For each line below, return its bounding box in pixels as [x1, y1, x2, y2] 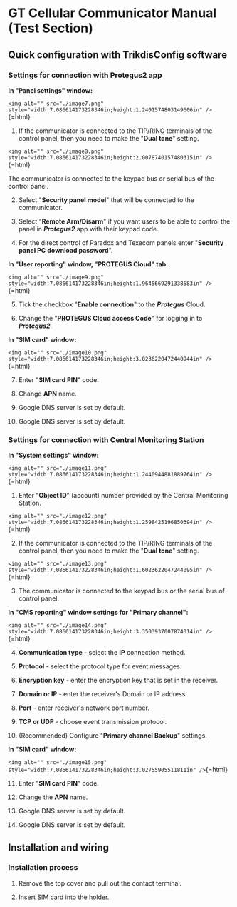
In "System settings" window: [8, 451, 99, 460]
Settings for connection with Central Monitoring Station [8, 434, 204, 444]
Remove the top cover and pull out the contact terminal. [18, 878, 182, 887]
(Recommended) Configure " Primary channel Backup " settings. [18, 731, 207, 740]
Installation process [8, 863, 78, 873]
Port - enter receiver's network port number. [18, 703, 150, 712]
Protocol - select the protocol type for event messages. [18, 662, 182, 671]
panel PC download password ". [18, 246, 113, 254]
